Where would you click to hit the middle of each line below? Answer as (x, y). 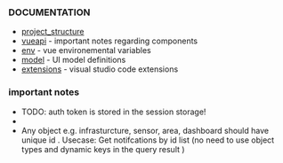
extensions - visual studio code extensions (100, 69)
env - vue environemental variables (86, 50)
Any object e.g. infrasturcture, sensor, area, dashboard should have (145, 130)
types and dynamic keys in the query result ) (103, 149)
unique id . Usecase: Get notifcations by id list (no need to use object (148, 140)
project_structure (53, 32)
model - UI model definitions (73, 60)
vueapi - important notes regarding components (109, 41)
